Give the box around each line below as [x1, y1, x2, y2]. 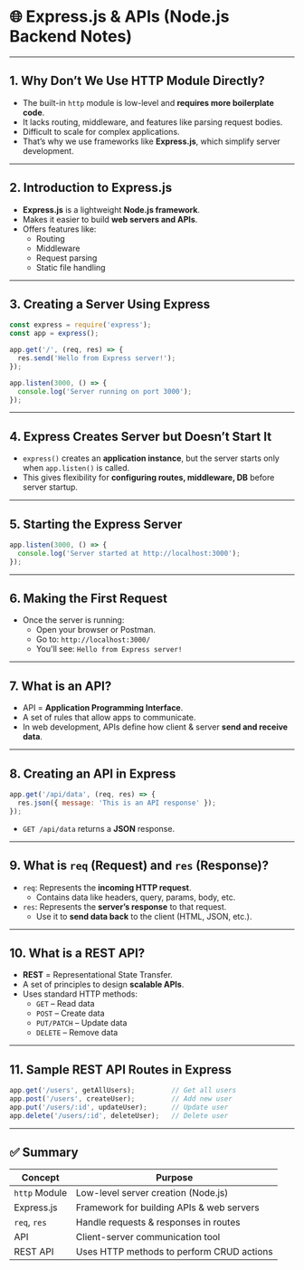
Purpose [155, 1171, 194, 1184]
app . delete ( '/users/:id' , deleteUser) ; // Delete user [9, 1111, 229, 1120]
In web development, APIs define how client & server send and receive [22, 721, 288, 732]
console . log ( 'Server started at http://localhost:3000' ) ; [17, 549, 242, 558]
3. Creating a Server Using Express [9, 296, 211, 311]
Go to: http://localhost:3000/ [35, 634, 151, 645]
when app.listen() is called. [22, 463, 130, 473]
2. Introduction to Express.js [9, 180, 173, 196]
